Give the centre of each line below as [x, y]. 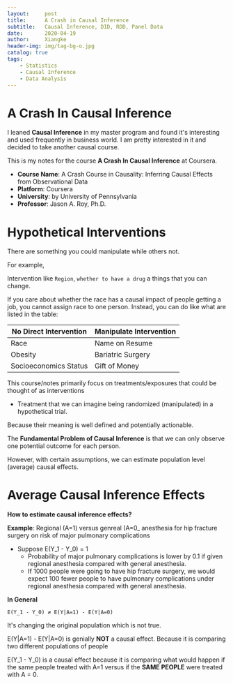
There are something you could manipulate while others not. [93, 251]
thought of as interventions [46, 391]
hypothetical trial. [42, 412]
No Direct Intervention [49, 332]
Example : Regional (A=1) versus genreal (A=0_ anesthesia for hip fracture [112, 528]
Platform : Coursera [45, 189]
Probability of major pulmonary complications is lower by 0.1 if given [125, 556]
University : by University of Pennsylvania [77, 197]
